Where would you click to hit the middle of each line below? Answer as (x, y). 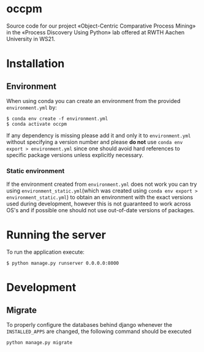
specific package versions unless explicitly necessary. (75, 155)
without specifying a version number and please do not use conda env (95, 142)
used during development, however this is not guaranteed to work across (99, 204)
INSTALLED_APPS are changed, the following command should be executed (99, 331)
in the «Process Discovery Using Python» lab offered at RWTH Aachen (96, 32)
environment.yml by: (32, 107)
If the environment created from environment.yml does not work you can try (102, 184)
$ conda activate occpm (37, 124)
